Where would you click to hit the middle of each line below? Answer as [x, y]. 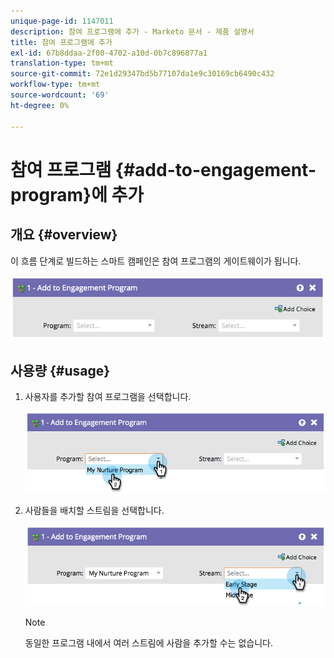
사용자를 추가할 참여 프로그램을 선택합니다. [108, 396]
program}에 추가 [77, 194]
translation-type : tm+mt [62, 63]
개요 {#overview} [64, 235]
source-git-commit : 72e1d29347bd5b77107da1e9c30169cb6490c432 [142, 74]
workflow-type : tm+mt [55, 85]
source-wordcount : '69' [60, 95]
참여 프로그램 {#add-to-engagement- [163, 169]
